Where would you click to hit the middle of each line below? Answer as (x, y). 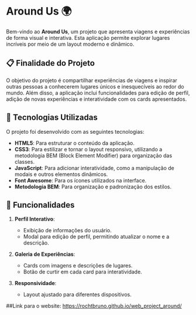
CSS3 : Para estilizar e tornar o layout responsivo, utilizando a (88, 149)
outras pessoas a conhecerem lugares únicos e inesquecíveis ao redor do (95, 86)
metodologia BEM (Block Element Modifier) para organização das (93, 155)
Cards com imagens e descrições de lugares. (78, 266)
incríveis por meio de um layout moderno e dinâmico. (70, 44)
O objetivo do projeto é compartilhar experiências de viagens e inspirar (92, 80)
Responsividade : (35, 283)
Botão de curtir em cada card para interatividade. (82, 272)
